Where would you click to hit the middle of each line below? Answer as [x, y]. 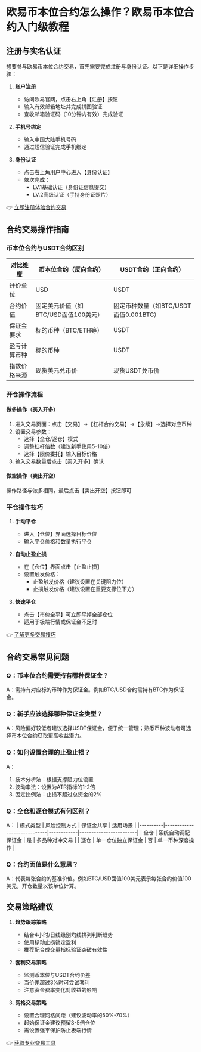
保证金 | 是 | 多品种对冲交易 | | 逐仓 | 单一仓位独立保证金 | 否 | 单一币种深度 [98, 840]
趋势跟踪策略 [30, 922]
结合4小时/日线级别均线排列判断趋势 [68, 935]
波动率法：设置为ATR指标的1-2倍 [55, 787]
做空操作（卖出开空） [32, 476]
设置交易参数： [33, 431]
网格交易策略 [30, 1003]
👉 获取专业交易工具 [31, 1043]
